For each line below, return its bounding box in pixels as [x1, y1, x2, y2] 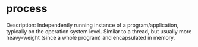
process [6, 2, 48, 15]
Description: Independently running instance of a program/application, [6, 21, 179, 29]
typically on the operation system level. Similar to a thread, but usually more [6, 27, 192, 35]
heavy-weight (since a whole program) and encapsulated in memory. [6, 34, 175, 41]
